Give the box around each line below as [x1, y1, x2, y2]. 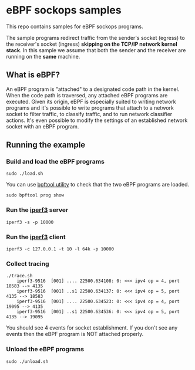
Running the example [6, 140, 86, 150]
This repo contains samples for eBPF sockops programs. [6, 23, 143, 30]
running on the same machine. [6, 53, 80, 60]
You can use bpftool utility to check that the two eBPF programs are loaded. [6, 181, 190, 188]
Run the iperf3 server [6, 206, 69, 214]
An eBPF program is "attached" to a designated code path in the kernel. [6, 86, 180, 93]
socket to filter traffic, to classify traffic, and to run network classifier [6, 110, 173, 117]
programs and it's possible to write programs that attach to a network [6, 104, 174, 111]
